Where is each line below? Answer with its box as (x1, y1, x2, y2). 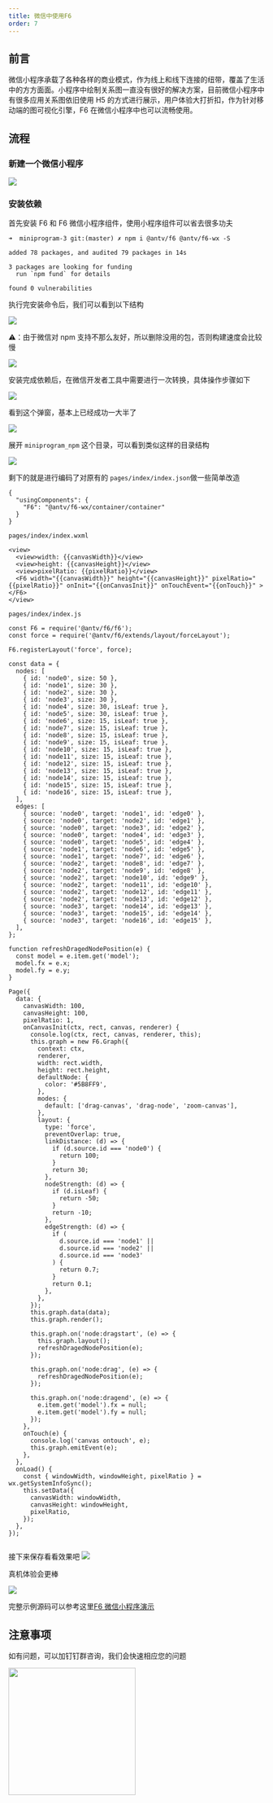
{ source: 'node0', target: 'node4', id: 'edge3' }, (23, 831, 206, 840)
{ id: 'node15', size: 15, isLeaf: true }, (23, 781, 173, 790)
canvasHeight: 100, (23, 1009, 89, 1018)
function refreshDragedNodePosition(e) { (8, 945, 151, 954)
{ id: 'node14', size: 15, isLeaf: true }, (23, 774, 173, 783)
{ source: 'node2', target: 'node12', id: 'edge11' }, (23, 888, 213, 897)
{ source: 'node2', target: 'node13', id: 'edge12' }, (23, 895, 213, 904)
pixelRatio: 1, (23, 1016, 75, 1024)
